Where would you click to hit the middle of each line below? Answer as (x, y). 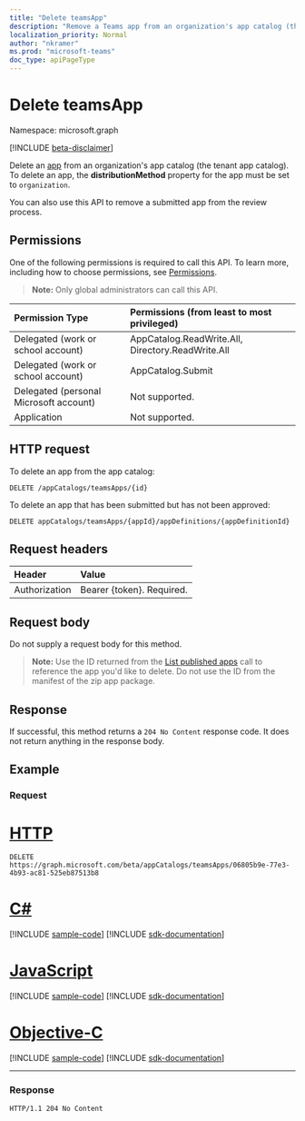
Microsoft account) (55, 402)
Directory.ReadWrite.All (180, 350)
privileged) (154, 323)
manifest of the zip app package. (93, 681)
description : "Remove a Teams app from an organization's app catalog (146, 26)
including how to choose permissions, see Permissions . (113, 272)
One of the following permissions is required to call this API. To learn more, (149, 262)
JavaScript (51, 971)
